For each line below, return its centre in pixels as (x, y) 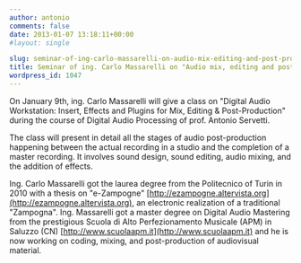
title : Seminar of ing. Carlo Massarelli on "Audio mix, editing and (142, 67)
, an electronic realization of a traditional (206, 202)
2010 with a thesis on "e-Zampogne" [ (80, 193)
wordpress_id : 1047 (46, 76)
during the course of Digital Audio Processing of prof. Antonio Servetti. (140, 120)
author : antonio (39, 18)
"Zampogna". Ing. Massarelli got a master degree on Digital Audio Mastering (150, 212)
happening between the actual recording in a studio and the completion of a (149, 147)
